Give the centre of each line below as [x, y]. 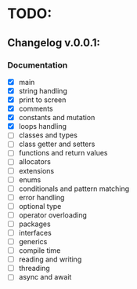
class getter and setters [57, 144]
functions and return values [63, 153]
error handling [41, 197]
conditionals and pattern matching [74, 188]
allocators [35, 162]
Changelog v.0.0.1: [54, 43]
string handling [43, 90]
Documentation [38, 65]
